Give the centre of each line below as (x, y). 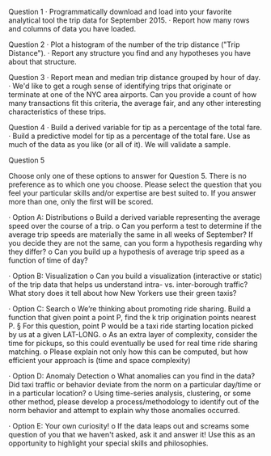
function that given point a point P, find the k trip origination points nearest (132, 317)
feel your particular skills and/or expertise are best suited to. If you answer (132, 193)
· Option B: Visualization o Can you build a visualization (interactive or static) (135, 276)
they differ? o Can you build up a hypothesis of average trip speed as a (127, 251)
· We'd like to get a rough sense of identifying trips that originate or (120, 86)
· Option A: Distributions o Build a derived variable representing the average (134, 217)
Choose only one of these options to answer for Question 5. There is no (127, 176)
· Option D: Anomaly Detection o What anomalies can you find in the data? (132, 376)
